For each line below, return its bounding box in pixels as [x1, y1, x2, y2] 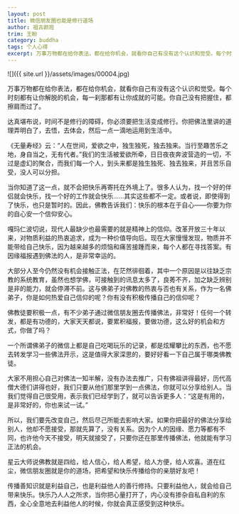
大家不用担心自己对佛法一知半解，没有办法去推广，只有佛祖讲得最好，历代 [7, 374, 225, 382]
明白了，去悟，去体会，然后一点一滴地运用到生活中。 [19, 126, 176, 134]
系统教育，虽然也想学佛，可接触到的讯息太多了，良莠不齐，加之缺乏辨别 [19, 275, 232, 284]
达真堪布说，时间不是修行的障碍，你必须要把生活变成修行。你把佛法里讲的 [7, 117, 225, 125]
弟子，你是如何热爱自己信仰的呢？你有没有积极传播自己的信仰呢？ [7, 293, 201, 301]
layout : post [7, 10, 46, 18]
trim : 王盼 [7, 30, 38, 38]
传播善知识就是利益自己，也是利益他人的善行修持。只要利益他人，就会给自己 [7, 481, 232, 490]
